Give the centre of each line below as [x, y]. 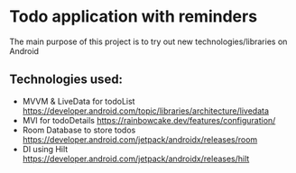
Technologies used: [66, 80]
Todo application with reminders [134, 17]
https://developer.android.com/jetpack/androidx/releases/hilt [136, 159]
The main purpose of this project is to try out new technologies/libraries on [148, 41]
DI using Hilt [45, 149]
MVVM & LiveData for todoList [79, 101]
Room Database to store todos [79, 130]
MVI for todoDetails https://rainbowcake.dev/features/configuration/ [149, 120]
